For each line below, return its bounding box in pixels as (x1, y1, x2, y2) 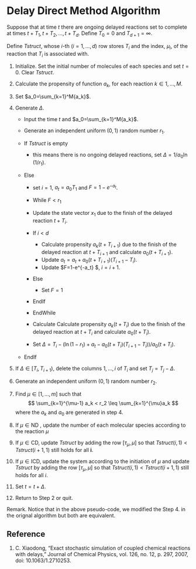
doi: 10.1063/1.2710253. (15, 557, 71, 564)
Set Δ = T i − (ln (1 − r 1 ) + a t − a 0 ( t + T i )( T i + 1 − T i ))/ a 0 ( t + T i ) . (32, 341, 176, 349)
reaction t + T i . (32, 217, 68, 225)
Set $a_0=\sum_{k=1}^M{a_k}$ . (15, 93, 91, 100)
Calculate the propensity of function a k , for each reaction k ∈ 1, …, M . (15, 80, 183, 89)
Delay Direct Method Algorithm (6, 4, 161, 18)
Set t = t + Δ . (15, 483, 46, 490)
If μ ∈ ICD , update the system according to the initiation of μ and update (15, 458, 190, 465)
